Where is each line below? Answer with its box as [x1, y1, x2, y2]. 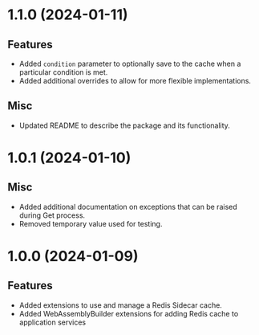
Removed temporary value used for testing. [18, 219, 163, 228]
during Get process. [18, 210, 86, 220]
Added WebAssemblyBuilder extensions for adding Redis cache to [18, 308, 239, 318]
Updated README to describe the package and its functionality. [18, 121, 230, 130]
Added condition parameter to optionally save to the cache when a [18, 59, 241, 68]
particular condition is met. [18, 67, 108, 77]
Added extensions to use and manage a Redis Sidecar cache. [18, 300, 222, 310]
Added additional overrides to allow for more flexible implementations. [18, 76, 252, 85]
